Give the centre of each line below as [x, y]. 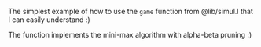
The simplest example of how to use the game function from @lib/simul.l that [130, 11]
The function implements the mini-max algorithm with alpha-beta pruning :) [130, 35]
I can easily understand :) [49, 20]
